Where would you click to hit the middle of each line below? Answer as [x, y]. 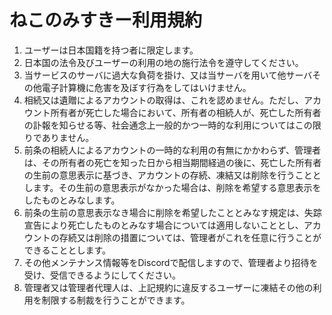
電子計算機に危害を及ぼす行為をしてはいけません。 [146, 87]
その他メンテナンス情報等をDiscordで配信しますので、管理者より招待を [171, 262]
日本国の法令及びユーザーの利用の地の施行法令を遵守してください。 [163, 62]
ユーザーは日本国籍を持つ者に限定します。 [111, 50]
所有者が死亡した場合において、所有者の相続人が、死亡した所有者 [186, 112]
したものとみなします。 [72, 200]
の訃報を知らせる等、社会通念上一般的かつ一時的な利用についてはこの [168, 125]
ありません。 [68, 137]
